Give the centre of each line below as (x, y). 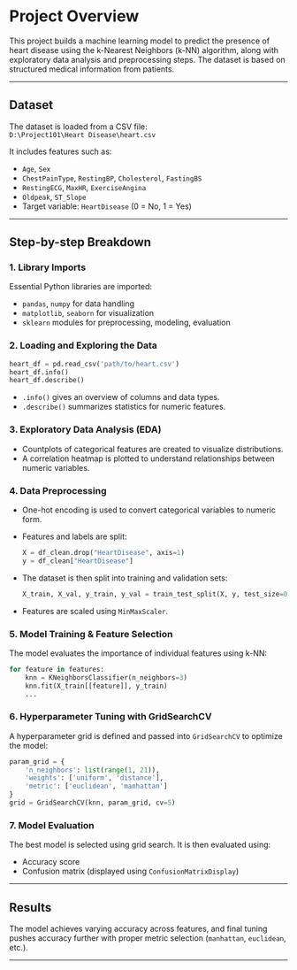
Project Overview (74, 16)
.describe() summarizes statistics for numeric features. (124, 407)
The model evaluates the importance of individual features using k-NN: (138, 653)
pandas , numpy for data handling (78, 304)
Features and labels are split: (74, 536)
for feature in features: (57, 669)
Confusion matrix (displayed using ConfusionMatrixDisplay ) (130, 871)
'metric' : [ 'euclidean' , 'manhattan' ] (96, 786)
